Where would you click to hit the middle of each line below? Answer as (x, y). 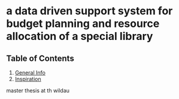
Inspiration (28, 79)
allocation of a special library (80, 36)
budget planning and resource (83, 24)
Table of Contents (40, 58)
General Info (30, 72)
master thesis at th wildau (38, 90)
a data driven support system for (89, 11)
